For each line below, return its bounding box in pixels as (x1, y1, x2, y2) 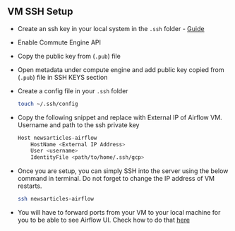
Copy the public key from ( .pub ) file (17, 52, 121, 60)
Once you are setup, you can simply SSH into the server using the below (17, 167, 229, 175)
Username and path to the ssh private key (17, 120, 140, 129)
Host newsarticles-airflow (17, 134, 97, 141)
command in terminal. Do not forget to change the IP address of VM (17, 174, 215, 183)
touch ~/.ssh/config (17, 100, 78, 107)
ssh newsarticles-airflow (17, 196, 94, 203)
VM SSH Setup (7, 6, 73, 18)
